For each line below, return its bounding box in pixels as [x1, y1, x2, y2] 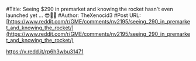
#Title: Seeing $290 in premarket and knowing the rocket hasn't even [6, 6, 174, 12]
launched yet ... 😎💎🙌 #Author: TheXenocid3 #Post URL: [6, 12, 142, 19]
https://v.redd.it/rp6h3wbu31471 [6, 48, 84, 55]
